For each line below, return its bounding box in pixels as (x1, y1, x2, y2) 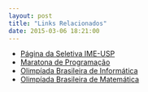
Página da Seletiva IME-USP (20, 49, 115, 59)
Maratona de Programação (20, 57, 111, 67)
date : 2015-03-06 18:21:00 (8, 27, 100, 35)
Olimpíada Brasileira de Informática (20, 66, 138, 76)
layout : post (8, 11, 53, 20)
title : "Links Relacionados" (8, 19, 107, 27)
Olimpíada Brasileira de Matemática (20, 74, 140, 85)
